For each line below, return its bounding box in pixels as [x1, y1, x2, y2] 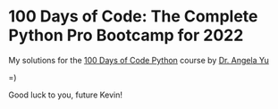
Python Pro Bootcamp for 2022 [8, 25, 244, 46]
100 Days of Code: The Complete [8, 6, 258, 27]
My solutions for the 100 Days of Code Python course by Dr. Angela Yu [8, 54, 269, 65]
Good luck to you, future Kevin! [8, 89, 122, 100]
